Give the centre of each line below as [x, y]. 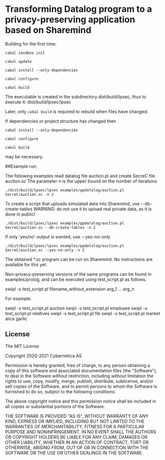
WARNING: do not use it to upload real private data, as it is [93, 209]
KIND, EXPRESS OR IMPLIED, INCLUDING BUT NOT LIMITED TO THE [75, 421]
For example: [18, 298]
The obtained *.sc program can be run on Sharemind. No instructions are [79, 259]
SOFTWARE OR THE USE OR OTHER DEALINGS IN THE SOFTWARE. [74, 453]
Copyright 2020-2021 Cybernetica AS [44, 356]
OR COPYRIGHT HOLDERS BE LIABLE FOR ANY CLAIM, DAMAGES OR [76, 437]
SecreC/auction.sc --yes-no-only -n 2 [45, 250]
